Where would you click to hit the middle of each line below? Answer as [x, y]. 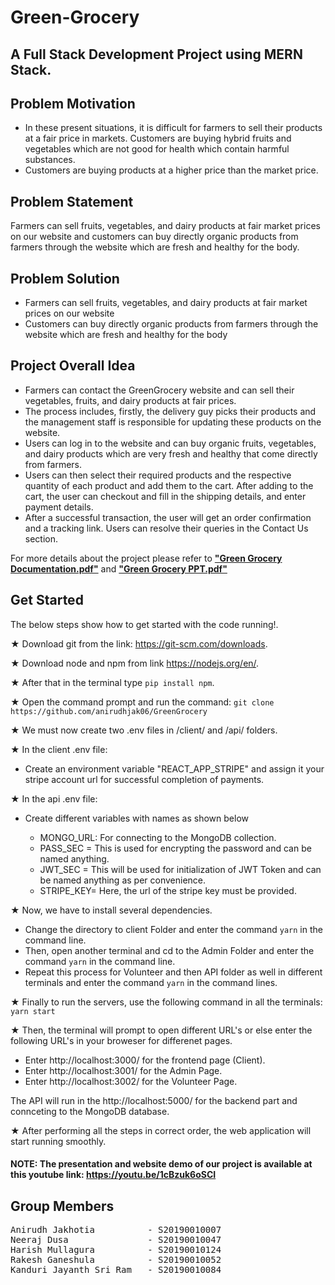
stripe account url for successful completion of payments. [144, 779]
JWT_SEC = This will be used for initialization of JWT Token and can [180, 869]
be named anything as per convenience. [123, 880]
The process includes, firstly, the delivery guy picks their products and [170, 411]
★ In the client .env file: [59, 749]
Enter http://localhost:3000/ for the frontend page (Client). [145, 1060]
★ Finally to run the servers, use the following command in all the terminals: [166, 1002]
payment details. [59, 507]
